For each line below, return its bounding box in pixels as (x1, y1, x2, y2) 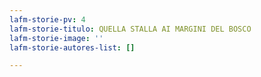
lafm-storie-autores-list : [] (9, 42, 136, 53)
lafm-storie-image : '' (9, 33, 104, 43)
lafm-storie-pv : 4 (9, 14, 86, 25)
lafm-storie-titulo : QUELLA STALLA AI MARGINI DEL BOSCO (9, 24, 252, 34)
